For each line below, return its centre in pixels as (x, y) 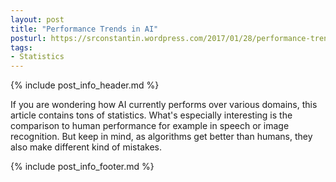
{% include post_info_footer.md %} (82, 167)
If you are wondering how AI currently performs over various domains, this (164, 105)
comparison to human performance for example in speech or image (150, 126)
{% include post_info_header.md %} (85, 85)
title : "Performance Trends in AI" (84, 29)
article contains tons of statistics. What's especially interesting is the (151, 115)
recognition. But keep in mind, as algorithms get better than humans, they (161, 137)
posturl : (28, 38)
